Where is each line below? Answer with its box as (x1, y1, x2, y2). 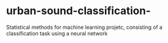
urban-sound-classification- (6, 4, 151, 18)
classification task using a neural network (6, 29, 108, 37)
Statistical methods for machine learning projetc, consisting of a (6, 24, 163, 31)
